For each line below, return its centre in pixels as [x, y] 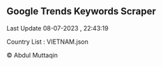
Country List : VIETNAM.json [47, 42]
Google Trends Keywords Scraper [81, 11]
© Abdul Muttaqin [32, 55]
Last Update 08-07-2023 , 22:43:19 [57, 28]
